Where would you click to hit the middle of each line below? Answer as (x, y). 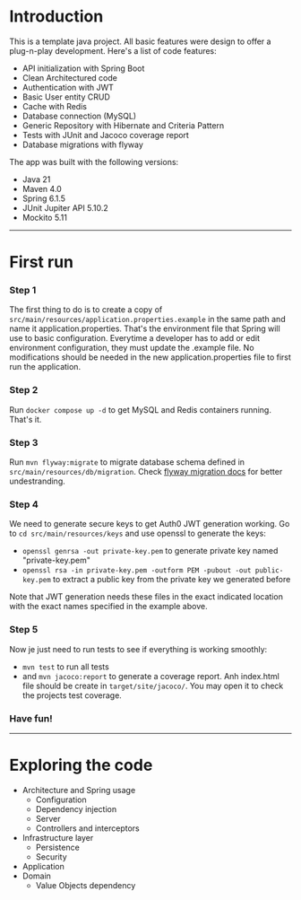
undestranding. (37, 481)
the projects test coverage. (72, 695)
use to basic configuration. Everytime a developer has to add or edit (134, 338)
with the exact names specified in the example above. (108, 607)
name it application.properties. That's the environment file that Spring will (145, 328)
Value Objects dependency (86, 885)
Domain (37, 876)
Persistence (58, 847)
